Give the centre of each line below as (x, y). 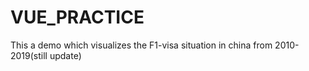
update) (65, 55)
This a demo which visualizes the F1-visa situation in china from (141, 45)
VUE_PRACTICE (77, 17)
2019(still (29, 55)
